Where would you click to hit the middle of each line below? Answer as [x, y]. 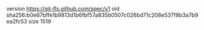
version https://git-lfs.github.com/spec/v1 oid [63, 9]
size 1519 [40, 21]
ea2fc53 [17, 21]
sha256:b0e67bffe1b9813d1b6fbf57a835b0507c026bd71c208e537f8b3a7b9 [102, 15]
